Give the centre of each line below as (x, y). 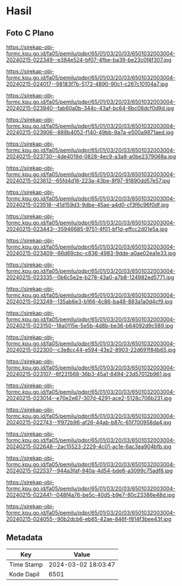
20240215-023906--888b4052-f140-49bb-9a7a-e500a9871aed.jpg (90, 132)
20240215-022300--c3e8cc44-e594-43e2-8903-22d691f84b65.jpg (91, 350)
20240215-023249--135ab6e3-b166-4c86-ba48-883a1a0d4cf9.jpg (90, 301)
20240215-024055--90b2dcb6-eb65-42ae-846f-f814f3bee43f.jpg (89, 519)
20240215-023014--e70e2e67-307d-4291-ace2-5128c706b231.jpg (89, 398)
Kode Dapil (24, 574)
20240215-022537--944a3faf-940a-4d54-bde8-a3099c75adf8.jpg (90, 471)
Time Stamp (26, 565)
